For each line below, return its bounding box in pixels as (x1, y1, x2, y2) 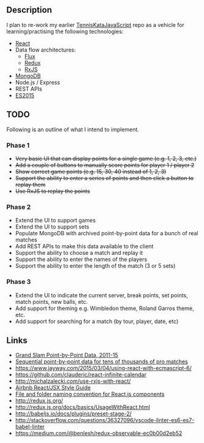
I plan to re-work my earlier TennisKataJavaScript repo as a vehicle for (6, 21, 185, 28)
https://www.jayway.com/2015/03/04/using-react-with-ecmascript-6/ (15, 365, 192, 372)
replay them (15, 181, 46, 188)
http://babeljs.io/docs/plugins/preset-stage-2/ (15, 410, 132, 417)
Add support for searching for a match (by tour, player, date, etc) (15, 317, 179, 325)
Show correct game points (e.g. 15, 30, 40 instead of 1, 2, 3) (15, 168, 167, 175)
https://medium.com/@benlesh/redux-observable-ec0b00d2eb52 (15, 430, 183, 437)
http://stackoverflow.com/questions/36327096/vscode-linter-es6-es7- (15, 417, 195, 424)
